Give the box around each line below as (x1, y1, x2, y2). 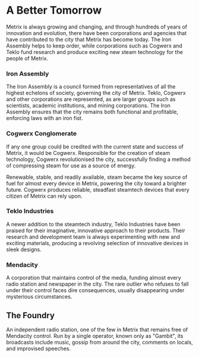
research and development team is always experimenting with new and (6, 233, 180, 240)
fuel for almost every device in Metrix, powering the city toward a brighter (6, 179, 187, 187)
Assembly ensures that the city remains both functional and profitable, (6, 108, 179, 116)
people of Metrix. (6, 55, 49, 62)
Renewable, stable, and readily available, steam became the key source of (6, 173, 188, 180)
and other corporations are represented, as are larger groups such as (6, 96, 176, 103)
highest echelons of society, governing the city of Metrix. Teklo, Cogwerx (6, 90, 186, 97)
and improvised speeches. (6, 345, 71, 352)
